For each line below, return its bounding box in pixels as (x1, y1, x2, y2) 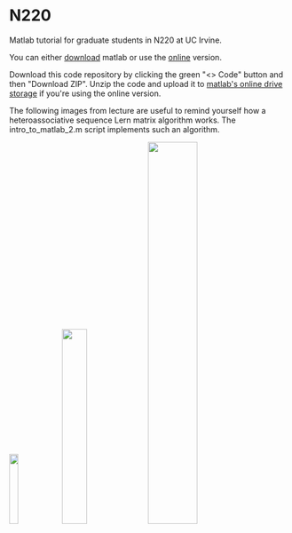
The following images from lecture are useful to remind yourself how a (9, 105, 266, 115)
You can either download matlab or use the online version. (9, 52, 222, 62)
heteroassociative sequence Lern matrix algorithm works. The (9, 115, 237, 125)
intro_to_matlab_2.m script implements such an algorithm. (9, 123, 220, 134)
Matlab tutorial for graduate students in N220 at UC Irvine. (9, 35, 222, 45)
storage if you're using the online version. (9, 88, 162, 99)
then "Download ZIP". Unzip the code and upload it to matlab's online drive (9, 78, 283, 89)
